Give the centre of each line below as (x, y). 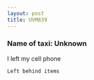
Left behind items (33, 71)
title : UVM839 (27, 20)
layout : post (26, 13)
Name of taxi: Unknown (47, 44)
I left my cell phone (34, 58)
